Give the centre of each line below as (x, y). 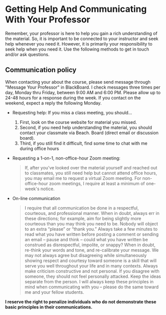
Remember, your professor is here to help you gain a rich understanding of (81, 33)
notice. (48, 189)
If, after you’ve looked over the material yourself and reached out (91, 167)
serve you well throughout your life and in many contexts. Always (91, 265)
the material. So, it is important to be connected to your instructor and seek (82, 39)
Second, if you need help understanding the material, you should (86, 127)
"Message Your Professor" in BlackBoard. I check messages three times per (83, 87)
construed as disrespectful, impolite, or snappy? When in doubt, (90, 245)
